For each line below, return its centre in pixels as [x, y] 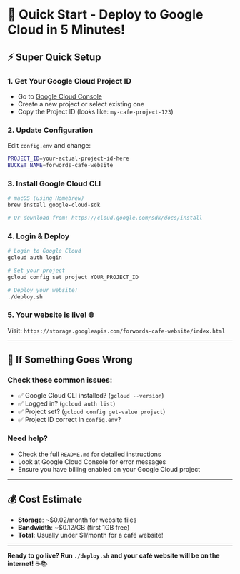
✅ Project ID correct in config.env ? [69, 420]
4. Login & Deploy [39, 236]
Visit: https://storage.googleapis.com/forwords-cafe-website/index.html [116, 331]
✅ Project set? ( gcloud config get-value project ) [91, 412]
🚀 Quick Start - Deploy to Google [105, 15]
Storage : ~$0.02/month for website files [77, 520]
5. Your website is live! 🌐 [51, 315]
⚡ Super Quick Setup [54, 57]
